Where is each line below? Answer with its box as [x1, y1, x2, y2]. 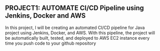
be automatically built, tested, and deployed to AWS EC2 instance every [5, 35, 150, 41]
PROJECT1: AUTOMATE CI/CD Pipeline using [5, 4, 144, 12]
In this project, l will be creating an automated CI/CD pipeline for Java [5, 25, 145, 30]
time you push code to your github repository [5, 40, 96, 46]
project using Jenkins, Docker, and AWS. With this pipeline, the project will [5, 29, 155, 36]
